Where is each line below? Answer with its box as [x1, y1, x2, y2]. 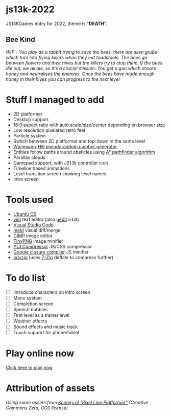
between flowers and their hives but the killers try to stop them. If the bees [6, 60, 163, 66]
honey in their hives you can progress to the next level [6, 76, 120, 82]
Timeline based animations [13, 165, 70, 171]
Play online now [6, 348, 75, 359]
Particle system [13, 132, 46, 138]
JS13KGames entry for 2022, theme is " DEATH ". [6, 20, 108, 27]
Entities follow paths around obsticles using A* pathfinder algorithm [13, 149, 155, 155]
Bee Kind [6, 35, 35, 44]
